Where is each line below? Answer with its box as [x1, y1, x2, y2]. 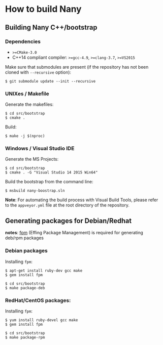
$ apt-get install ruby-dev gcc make [5, 268, 83, 273]
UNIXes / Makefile [5, 90, 49, 97]
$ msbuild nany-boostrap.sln [5, 188, 65, 193]
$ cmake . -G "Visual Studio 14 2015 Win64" [5, 170, 98, 175]
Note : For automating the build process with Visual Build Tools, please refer [5, 197, 159, 203]
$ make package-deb [5, 285, 45, 290]
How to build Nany [5, 3, 82, 15]
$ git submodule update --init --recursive [5, 79, 96, 84]
